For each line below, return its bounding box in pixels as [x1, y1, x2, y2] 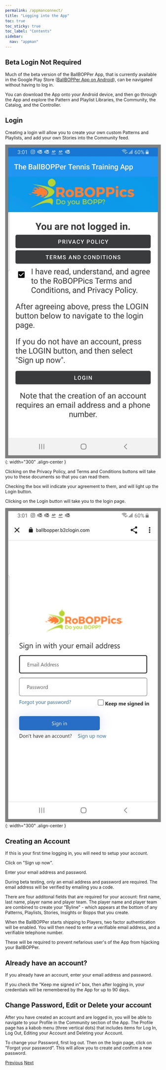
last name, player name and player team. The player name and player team [5, 899, 157, 905]
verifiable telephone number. [5, 930, 64, 936]
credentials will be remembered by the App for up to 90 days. [5, 986, 130, 992]
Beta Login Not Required [5, 58, 82, 67]
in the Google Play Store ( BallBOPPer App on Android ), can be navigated [5, 77, 153, 83]
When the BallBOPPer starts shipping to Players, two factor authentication [5, 919, 156, 925]
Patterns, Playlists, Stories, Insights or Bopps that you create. [5, 910, 129, 916]
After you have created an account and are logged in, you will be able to [5, 1014, 152, 1020]
